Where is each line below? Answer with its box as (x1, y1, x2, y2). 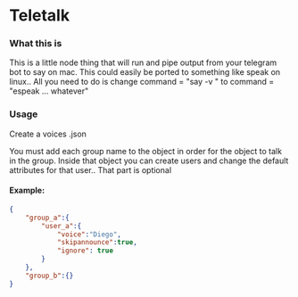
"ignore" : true (56, 246, 114, 255)
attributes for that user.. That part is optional (9, 164, 172, 175)
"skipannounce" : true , (56, 238, 138, 247)
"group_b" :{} (25, 271, 74, 280)
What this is (9, 37, 62, 50)
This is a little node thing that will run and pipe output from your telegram (9, 57, 277, 68)
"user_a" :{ (41, 221, 82, 230)
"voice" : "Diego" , (56, 229, 122, 239)
